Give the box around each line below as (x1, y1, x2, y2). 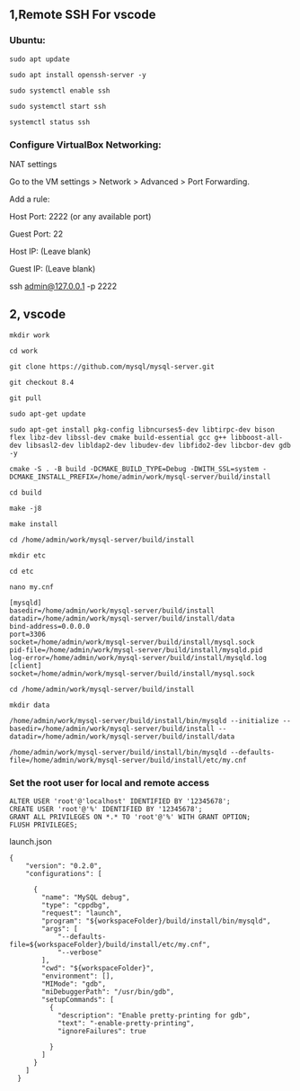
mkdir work (9, 330, 50, 340)
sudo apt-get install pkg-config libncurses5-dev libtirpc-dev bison (9, 425, 276, 434)
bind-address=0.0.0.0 (9, 622, 91, 630)
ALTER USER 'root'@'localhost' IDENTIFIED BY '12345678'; (9, 797, 231, 806)
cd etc (9, 567, 34, 576)
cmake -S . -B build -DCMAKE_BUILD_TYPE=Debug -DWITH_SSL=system (9, 464, 259, 473)
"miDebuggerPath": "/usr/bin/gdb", (41, 988, 175, 997)
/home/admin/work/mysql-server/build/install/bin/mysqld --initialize (9, 716, 279, 725)
